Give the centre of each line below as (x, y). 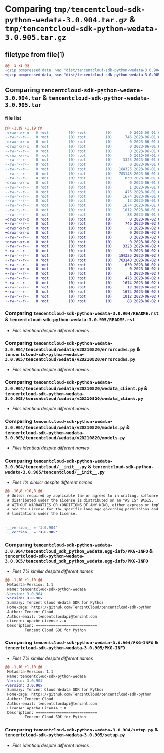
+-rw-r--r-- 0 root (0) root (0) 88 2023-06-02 (81, 301)
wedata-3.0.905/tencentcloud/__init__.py (55, 472)
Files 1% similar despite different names (52, 482)
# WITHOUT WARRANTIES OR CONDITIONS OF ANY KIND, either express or (78, 505)
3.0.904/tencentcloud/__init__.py (46, 467)
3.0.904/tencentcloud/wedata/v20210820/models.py (65, 428)
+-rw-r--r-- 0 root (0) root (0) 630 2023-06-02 (81, 265)
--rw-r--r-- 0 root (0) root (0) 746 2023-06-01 (81, 137)
